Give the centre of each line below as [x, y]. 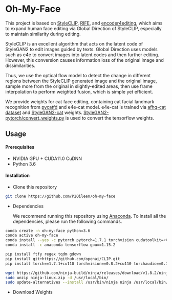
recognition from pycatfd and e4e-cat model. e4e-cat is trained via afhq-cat [86, 107]
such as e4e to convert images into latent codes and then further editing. [82, 55]
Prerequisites [20, 147]
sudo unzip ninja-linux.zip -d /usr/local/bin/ [57, 278]
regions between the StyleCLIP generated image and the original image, [81, 81]
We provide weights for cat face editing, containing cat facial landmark [80, 101]
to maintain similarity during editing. [43, 34]
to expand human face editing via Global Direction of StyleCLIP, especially [84, 28]
